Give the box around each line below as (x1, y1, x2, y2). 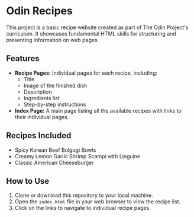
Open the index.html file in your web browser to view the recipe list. (14, 198, 181, 205)
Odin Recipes (6, 4, 73, 18)
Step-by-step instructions (23, 101, 86, 108)
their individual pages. (14, 113, 69, 120)
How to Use (6, 176, 50, 186)
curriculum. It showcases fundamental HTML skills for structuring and (6, 30, 176, 37)
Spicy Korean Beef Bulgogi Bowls (14, 146, 96, 154)
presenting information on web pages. (6, 36, 99, 43)
